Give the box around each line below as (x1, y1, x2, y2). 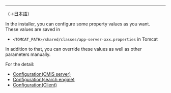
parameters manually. (5, 51, 51, 57)
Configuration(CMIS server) (12, 71, 71, 77)
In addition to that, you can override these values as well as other (5, 46, 142, 52)
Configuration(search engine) (12, 77, 75, 82)
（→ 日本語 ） (5, 11, 32, 17)
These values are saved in (5, 26, 60, 32)
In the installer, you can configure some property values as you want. (5, 21, 150, 27)
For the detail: (5, 61, 35, 67)
